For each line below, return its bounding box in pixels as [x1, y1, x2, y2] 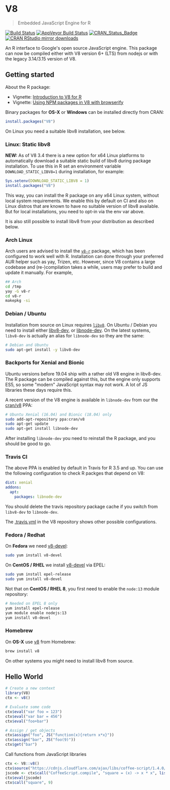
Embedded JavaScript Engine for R [17, 20, 91, 26]
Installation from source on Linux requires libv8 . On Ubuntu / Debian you [5, 322, 157, 328]
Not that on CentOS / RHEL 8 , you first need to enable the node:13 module [5, 585, 159, 592]
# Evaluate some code [5, 705, 51, 710]
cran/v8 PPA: [5, 402, 33, 408]
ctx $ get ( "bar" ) [5, 742, 37, 747]
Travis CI [5, 453, 28, 460]
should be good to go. [5, 440, 52, 447]
